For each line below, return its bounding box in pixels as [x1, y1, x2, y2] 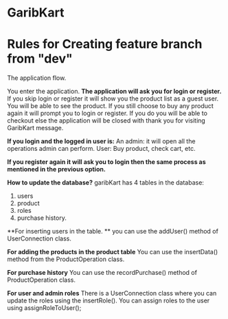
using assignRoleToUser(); [7, 304, 82, 312]
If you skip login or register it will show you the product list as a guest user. [7, 94, 219, 103]
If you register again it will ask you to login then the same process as [7, 158, 206, 166]
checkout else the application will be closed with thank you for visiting [7, 116, 206, 125]
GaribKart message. [7, 124, 64, 132]
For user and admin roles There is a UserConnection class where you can [7, 289, 217, 298]
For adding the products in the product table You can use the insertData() [7, 248, 218, 256]
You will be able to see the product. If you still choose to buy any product [7, 102, 214, 110]
